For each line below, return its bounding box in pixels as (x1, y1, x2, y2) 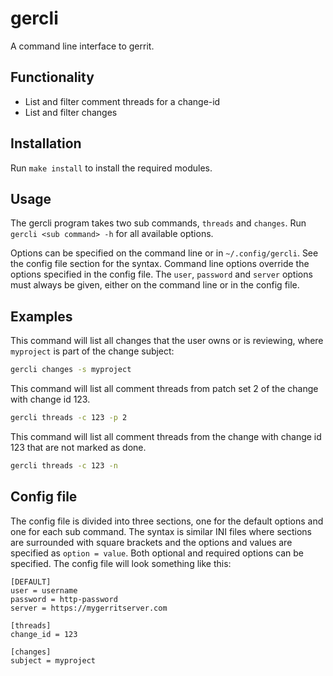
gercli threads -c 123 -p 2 (10, 413, 128, 423)
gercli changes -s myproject (10, 365, 132, 375)
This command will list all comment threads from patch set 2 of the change (10, 383, 319, 395)
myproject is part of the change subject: (10, 345, 175, 357)
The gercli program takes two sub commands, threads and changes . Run (10, 217, 307, 229)
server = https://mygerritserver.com (10, 603, 168, 613)
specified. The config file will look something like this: (10, 557, 232, 569)
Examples (10, 308, 73, 325)
